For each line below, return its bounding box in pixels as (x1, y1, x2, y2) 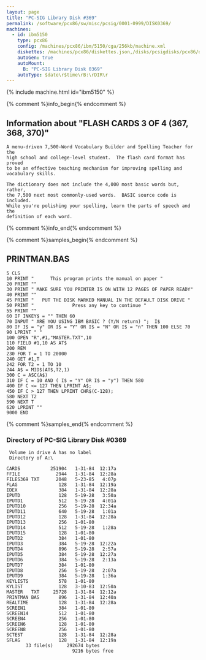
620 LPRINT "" (6, 404, 43, 411)
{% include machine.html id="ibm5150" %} (6, 88, 115, 96)
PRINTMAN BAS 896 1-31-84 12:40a (6, 594, 116, 601)
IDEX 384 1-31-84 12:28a (6, 487, 116, 493)
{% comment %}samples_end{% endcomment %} (6, 420, 133, 428)
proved (6, 160, 23, 166)
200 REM (6, 345, 26, 351)
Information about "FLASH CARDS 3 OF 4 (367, (6, 118, 189, 129)
